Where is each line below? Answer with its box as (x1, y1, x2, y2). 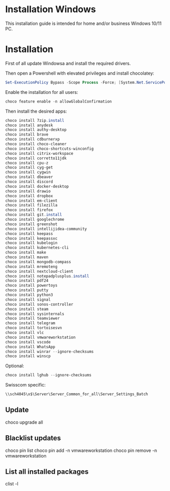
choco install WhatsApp (5, 344, 56, 349)
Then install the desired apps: (5, 108, 67, 114)
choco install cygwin (5, 170, 51, 175)
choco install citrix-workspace (5, 151, 73, 156)
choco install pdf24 (5, 278, 49, 284)
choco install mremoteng (5, 264, 58, 269)
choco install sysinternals (5, 311, 65, 317)
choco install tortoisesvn (5, 326, 62, 331)
